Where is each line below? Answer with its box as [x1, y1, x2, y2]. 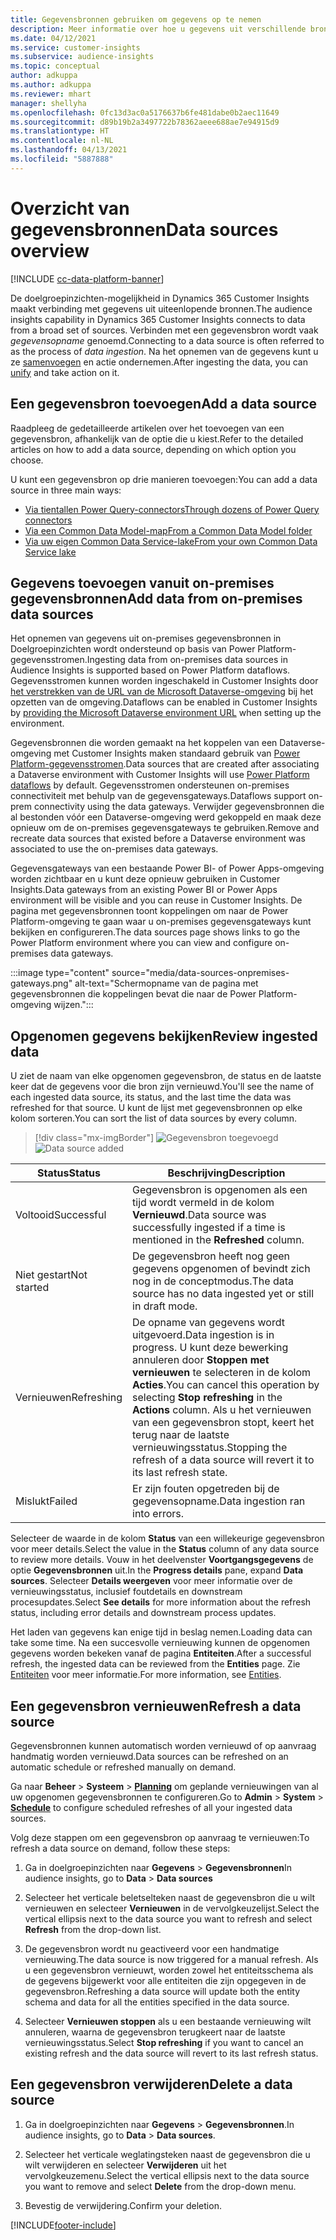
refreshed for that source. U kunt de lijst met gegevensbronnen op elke [10, 1102, 303, 1114]
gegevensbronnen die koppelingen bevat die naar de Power [10, 988, 257, 1000]
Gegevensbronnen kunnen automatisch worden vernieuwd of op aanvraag [10, 1739, 317, 1751]
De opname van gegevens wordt [132, 1316, 285, 1330]
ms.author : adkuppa [10, 80, 92, 90]
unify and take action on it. [10, 366, 120, 378]
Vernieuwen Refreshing [15, 1391, 123, 1405]
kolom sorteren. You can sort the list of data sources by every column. [10, 1112, 298, 1125]
